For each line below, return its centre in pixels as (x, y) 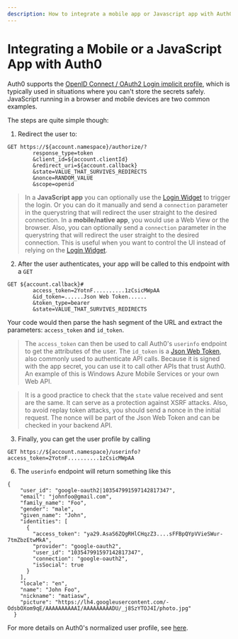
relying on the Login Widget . (66, 250)
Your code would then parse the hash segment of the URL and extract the (115, 322)
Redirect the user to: (47, 134)
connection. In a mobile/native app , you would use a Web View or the (127, 220)
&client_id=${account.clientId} (81, 159)
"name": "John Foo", (50, 589)
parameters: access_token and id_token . (66, 330)
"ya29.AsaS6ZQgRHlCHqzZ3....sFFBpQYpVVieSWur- (153, 534)
